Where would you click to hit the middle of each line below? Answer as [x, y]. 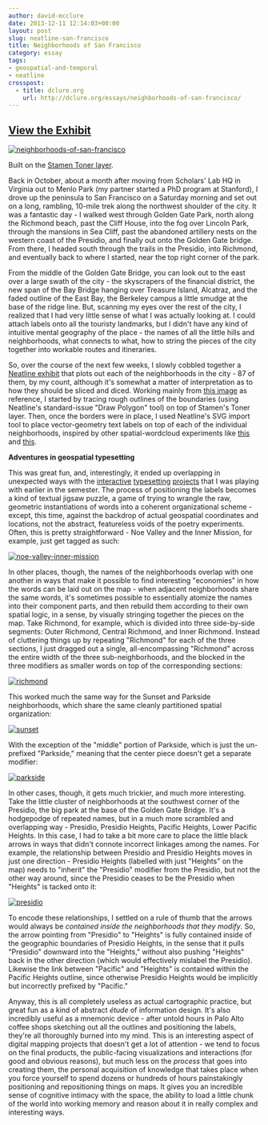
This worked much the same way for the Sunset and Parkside [110, 697]
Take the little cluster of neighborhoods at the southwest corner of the [124, 802]
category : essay [35, 53]
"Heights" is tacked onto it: [53, 887]
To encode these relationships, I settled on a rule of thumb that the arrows [130, 918]
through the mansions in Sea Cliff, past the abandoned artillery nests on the [133, 232]
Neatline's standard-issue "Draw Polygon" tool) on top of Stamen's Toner [129, 408]
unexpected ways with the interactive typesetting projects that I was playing [134, 481]
